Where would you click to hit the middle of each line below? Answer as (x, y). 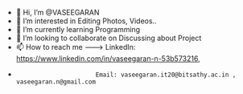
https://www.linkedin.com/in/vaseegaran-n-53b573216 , (108, 59)
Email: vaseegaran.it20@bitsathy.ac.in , (166, 75)
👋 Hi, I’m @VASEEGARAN (58, 12)
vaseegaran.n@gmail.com (56, 82)
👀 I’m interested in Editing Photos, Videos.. (86, 21)
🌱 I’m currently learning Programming (78, 29)
